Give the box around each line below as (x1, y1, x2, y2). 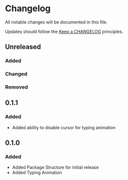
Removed (5, 84, 28, 90)
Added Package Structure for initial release (12, 164, 99, 170)
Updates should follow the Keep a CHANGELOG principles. (5, 28, 124, 34)
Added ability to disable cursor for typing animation (12, 124, 116, 130)
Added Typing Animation (12, 170, 63, 176)
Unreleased (5, 43, 42, 51)
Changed (5, 70, 28, 77)
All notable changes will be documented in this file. (5, 19, 107, 25)
